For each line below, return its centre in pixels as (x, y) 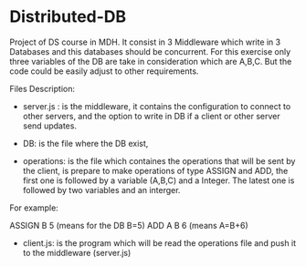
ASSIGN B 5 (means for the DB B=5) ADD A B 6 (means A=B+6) (129, 225)
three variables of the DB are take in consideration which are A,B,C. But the (151, 61)
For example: (34, 208)
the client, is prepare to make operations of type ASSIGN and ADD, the (155, 170)
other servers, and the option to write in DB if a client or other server (151, 116)
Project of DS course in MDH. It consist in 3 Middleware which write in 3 (145, 42)
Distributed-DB (68, 17)
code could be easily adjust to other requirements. (104, 71)
